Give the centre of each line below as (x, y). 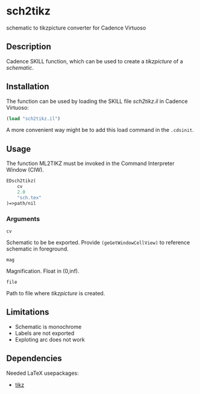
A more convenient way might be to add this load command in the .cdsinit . (100, 130)
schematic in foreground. (37, 249)
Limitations (28, 312)
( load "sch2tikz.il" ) (33, 119)
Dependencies (34, 359)
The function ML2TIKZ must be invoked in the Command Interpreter (90, 163)
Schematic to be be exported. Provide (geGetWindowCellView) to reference (98, 242)
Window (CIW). (25, 170)
